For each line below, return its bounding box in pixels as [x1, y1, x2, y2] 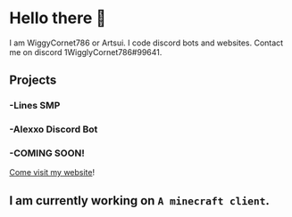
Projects [9, 73, 57, 88]
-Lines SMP [9, 100, 61, 112]
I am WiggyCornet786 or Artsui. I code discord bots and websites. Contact [9, 37, 284, 48]
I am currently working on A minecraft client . [9, 193, 271, 208]
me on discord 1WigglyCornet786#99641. [9, 46, 163, 57]
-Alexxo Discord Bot [9, 124, 98, 136]
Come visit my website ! [9, 167, 96, 178]
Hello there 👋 [9, 8, 107, 28]
